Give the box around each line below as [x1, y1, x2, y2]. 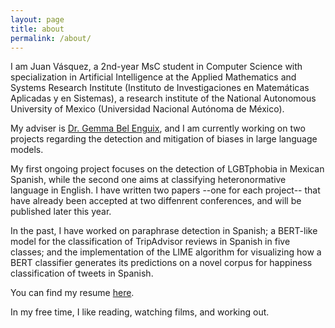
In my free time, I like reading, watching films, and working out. [10, 306, 270, 318]
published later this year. [10, 206, 112, 218]
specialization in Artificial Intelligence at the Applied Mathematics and [10, 71, 297, 83]
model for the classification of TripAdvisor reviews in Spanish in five [10, 236, 291, 248]
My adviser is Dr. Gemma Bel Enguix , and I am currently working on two [10, 122, 306, 135]
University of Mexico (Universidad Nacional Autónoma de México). [10, 103, 285, 115]
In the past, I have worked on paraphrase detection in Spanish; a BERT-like [10, 225, 318, 237]
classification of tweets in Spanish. [10, 267, 154, 280]
